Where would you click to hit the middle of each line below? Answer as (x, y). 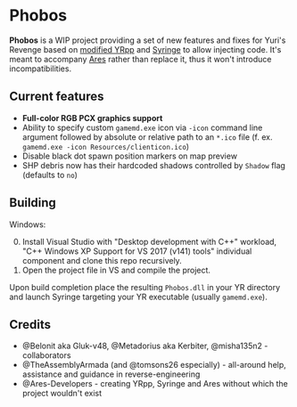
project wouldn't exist (62, 394)
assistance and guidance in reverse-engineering (111, 374)
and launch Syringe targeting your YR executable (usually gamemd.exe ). (138, 297)
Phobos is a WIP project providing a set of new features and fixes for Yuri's (148, 40)
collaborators (46, 355)
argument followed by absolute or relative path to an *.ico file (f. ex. (148, 137)
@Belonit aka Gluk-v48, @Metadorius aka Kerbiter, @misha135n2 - (145, 346)
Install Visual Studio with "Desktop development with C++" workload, (149, 241)
